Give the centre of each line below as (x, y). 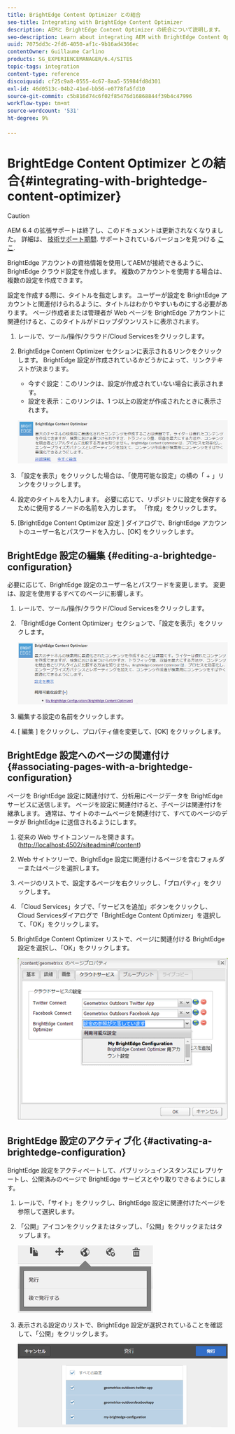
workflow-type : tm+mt (39, 104)
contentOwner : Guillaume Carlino (56, 52)
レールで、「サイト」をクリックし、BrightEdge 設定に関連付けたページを (121, 1203)
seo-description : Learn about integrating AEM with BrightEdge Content (114, 37)
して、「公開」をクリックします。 (64, 1333)
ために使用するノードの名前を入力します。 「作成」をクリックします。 (119, 507)
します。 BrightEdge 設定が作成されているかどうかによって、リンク (114, 360)
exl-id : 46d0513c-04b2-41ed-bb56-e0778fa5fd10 (76, 89)
